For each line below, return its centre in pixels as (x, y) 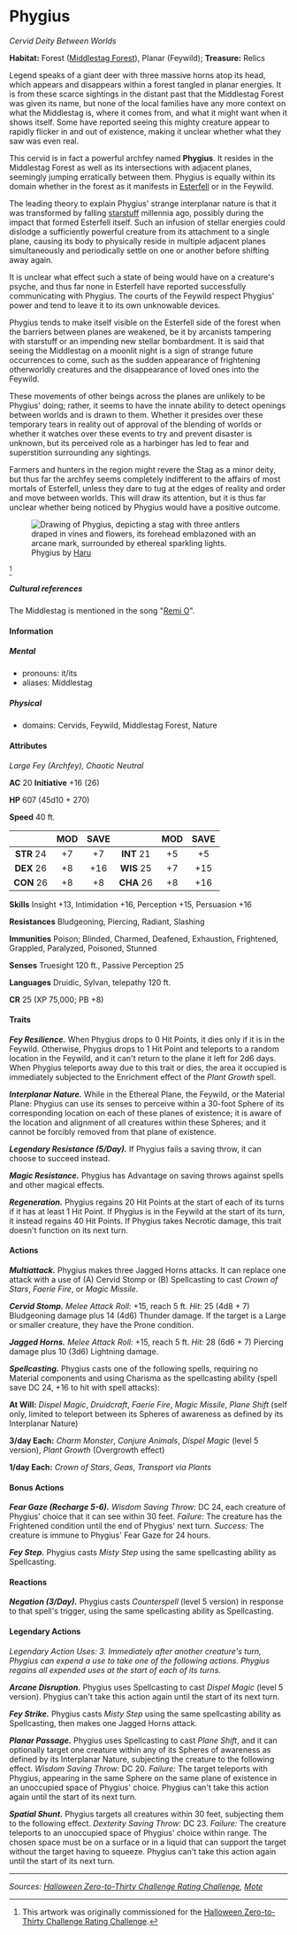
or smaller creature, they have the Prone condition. (102, 1325)
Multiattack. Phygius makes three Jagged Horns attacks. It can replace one (148, 1270)
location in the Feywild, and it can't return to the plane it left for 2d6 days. (143, 1058)
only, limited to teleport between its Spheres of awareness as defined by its (146, 1415)
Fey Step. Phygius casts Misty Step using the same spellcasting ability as (143, 1553)
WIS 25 (136, 867)
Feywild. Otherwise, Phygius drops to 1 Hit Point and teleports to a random (145, 1048)
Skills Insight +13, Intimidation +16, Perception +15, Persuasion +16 (130, 904)
